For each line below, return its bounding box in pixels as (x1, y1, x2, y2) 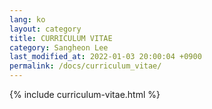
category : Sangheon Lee (9, 42, 109, 53)
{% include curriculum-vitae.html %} (9, 89, 161, 100)
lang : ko (9, 14, 46, 25)
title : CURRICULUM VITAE (9, 33, 113, 43)
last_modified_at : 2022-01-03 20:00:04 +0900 (9, 52, 202, 62)
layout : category (9, 24, 82, 34)
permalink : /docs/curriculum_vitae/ (9, 61, 162, 71)
